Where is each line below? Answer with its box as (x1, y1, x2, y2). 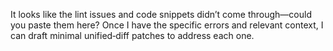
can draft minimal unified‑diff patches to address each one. (10, 30, 255, 41)
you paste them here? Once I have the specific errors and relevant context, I (10, 19, 324, 31)
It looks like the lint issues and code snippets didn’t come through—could (10, 9, 312, 20)
